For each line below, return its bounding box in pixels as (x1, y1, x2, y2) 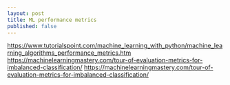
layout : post (7, 10, 45, 17)
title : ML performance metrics (7, 16, 97, 23)
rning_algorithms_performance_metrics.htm (7, 49, 132, 57)
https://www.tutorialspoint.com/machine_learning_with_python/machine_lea (7, 42, 223, 50)
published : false (7, 23, 57, 29)
